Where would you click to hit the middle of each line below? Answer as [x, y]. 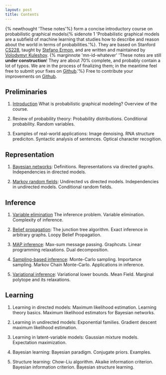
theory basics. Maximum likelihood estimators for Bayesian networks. [84, 312]
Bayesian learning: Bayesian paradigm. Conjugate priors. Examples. [82, 352]
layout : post [19, 10]
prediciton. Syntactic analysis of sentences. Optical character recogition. [87, 139]
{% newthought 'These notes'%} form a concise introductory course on [79, 28]
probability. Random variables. [44, 124]
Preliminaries [26, 92]
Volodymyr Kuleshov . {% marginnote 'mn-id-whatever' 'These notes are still [83, 55]
